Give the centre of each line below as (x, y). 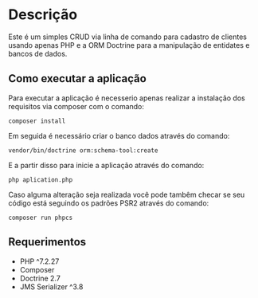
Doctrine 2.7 (40, 278)
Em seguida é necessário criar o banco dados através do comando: (119, 135)
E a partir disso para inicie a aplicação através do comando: (106, 165)
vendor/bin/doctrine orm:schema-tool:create (83, 150)
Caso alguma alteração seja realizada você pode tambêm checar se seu (127, 194)
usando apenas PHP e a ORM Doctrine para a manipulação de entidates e (129, 45)
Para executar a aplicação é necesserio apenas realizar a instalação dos (127, 98)
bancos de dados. (38, 53)
